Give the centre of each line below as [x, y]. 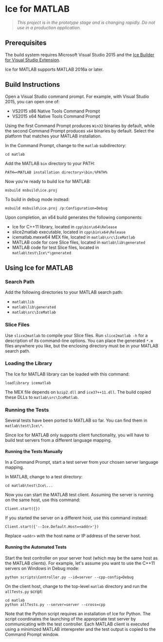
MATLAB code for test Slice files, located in [55, 247]
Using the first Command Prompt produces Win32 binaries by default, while [80, 126]
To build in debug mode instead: [37, 199]
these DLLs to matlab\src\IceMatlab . [42, 397]
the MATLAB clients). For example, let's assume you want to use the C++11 [80, 563]
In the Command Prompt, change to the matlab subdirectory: [66, 145]
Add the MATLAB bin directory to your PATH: [50, 163]
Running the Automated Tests [36, 547]
